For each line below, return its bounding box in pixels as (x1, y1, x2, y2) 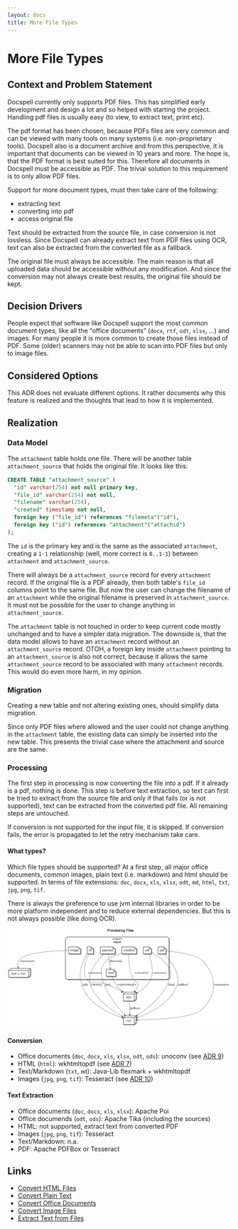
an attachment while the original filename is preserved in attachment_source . (7, 593, 229, 602)
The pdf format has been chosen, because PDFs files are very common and (7, 126, 229, 135)
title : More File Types (7, 18, 78, 26)
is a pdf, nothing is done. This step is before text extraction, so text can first (7, 786, 229, 795)
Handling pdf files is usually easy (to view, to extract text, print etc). (7, 112, 205, 121)
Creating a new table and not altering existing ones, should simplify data (7, 701, 219, 710)
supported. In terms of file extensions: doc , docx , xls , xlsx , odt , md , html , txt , (7, 877, 230, 886)
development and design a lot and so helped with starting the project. (7, 105, 211, 114)
